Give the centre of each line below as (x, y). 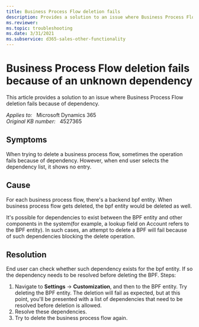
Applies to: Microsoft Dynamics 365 (51, 115)
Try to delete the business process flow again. (71, 318)
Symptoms (27, 140)
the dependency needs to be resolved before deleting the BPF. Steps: (91, 275)
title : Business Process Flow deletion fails (63, 12)
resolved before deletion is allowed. (58, 306)
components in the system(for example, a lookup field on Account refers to (98, 224)
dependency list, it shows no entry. (49, 167)
